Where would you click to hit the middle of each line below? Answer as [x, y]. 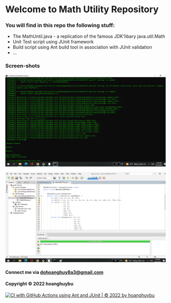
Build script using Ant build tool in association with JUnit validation [82, 47]
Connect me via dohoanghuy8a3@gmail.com [54, 272]
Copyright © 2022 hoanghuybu [39, 284]
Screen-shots [23, 66]
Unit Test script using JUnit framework [53, 42]
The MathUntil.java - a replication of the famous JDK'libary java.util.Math [89, 36]
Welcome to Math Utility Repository [82, 9]
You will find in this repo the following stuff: [60, 26]
